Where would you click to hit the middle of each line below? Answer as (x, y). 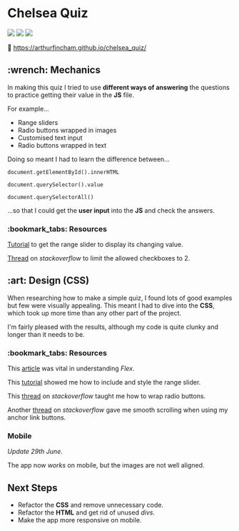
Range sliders (38, 122)
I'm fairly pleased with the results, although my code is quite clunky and (113, 327)
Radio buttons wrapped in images (67, 130)
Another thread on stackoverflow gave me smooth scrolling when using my (118, 410)
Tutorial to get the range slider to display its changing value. (95, 245)
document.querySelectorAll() (51, 197)
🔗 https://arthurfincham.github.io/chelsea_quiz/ (77, 47)
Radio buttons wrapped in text (62, 145)
